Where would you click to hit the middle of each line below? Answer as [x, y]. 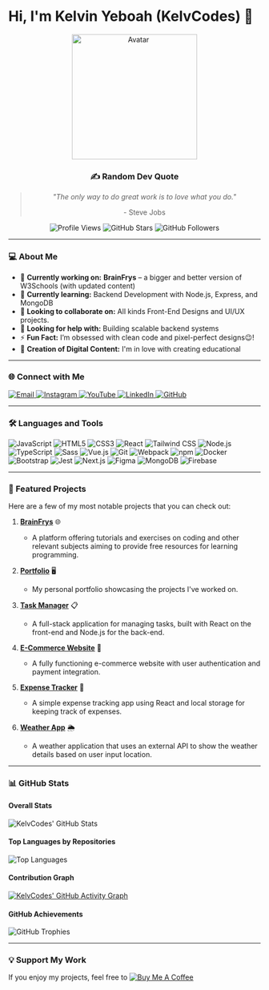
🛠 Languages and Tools [56, 423]
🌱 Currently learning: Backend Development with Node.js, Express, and [139, 294]
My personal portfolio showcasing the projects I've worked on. [135, 590]
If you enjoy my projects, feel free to [68, 977]
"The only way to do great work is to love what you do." [145, 197]
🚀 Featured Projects [47, 489]
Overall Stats [30, 805]
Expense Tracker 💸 [52, 687]
